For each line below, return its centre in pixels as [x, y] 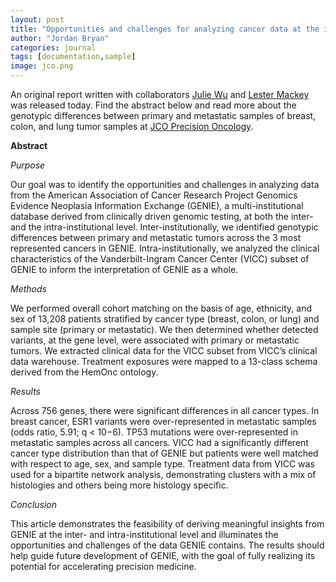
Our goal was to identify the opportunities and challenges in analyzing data [165, 184]
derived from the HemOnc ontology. [84, 372]
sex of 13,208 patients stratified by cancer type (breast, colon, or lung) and [165, 319]
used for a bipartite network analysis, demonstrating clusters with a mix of [163, 474]
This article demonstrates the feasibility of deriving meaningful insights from [167, 524]
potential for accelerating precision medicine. [103, 566]
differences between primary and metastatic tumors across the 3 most [156, 237]
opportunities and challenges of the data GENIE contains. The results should [167, 545]
